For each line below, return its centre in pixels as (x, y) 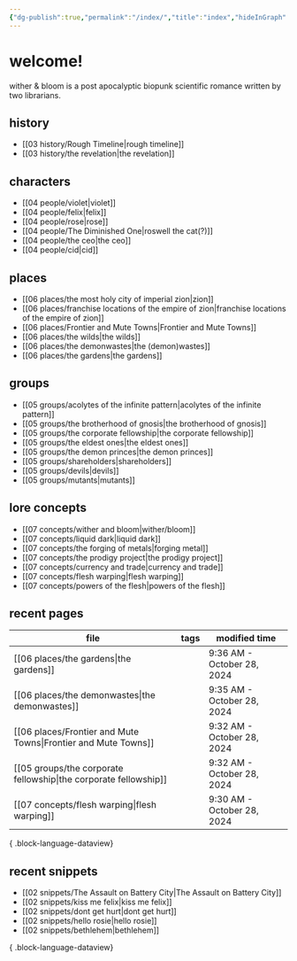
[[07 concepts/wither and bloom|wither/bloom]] (109, 529)
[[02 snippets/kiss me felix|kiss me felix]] (97, 902)
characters (40, 181)
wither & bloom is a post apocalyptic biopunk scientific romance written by (145, 86)
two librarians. (35, 95)
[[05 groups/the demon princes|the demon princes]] (118, 452)
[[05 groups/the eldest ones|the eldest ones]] (105, 442)
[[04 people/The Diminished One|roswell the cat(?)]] (118, 231)
